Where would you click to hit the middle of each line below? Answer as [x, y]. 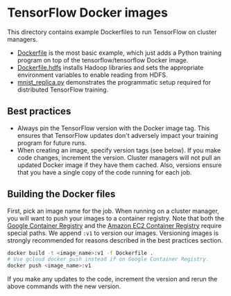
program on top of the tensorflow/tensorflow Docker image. [103, 60]
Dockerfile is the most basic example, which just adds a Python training [119, 53]
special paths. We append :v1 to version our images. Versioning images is [113, 233]
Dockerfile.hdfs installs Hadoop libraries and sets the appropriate [110, 67]
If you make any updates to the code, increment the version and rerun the [112, 279]
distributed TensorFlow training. [63, 89]
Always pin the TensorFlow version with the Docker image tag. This [113, 128]
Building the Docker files [61, 194]
